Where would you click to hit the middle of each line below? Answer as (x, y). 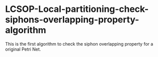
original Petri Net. (23, 49)
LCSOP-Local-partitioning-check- (77, 9)
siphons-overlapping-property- (72, 20)
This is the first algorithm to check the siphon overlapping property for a (79, 44)
